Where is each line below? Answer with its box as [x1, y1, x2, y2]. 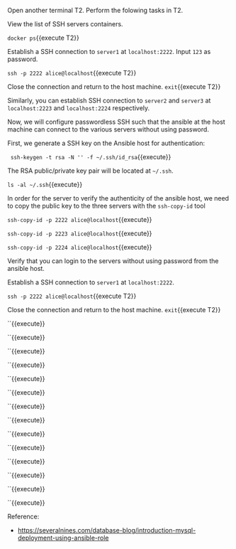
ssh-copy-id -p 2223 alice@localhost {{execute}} [7, 229, 152, 238]
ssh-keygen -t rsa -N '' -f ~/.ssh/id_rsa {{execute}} [10, 153, 172, 161]
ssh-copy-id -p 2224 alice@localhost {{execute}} [7, 243, 152, 251]
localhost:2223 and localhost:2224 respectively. [7, 104, 150, 112]
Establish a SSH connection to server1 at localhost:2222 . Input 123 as [7, 48, 211, 55]
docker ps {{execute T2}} [7, 33, 79, 42]
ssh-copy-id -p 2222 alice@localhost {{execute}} [7, 215, 152, 223]
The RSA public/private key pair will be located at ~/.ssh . [7, 166, 174, 175]
